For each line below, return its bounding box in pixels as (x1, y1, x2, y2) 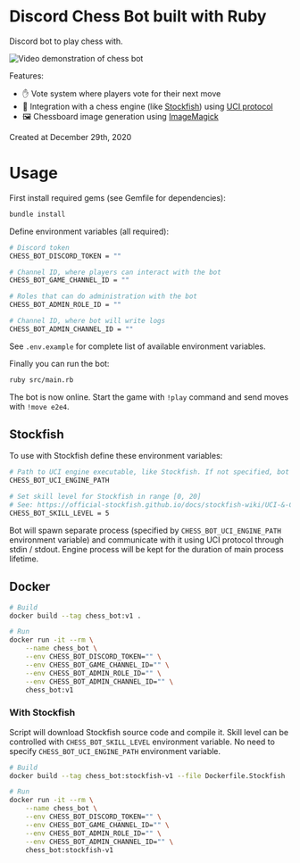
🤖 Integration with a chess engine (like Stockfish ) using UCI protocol (21, 101, 274, 112)
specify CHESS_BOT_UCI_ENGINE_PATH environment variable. (9, 745, 221, 756)
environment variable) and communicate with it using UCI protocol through (9, 534, 284, 545)
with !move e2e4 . (9, 401, 70, 411)
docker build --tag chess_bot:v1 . (9, 611, 142, 620)
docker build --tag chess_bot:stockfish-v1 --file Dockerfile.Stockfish (9, 771, 286, 780)
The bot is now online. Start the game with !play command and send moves (9, 391, 288, 402)
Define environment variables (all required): (9, 226, 170, 236)
